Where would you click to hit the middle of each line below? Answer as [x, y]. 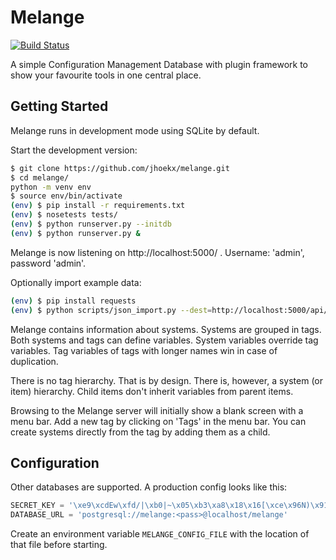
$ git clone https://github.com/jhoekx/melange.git [120, 168]
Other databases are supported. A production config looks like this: [149, 487]
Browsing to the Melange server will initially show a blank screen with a [157, 410]
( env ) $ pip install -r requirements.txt [98, 206]
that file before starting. [59, 545]
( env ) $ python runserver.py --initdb [91, 224]
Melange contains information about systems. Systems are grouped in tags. [166, 329]
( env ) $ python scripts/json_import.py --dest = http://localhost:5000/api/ [169, 310]
